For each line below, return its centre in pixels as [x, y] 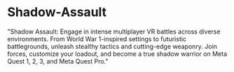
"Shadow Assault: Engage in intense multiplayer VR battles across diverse [114, 31]
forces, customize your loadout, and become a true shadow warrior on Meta [117, 54]
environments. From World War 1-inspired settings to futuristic [97, 38]
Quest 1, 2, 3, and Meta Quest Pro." [58, 61]
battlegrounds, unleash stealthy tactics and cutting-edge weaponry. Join [112, 46]
